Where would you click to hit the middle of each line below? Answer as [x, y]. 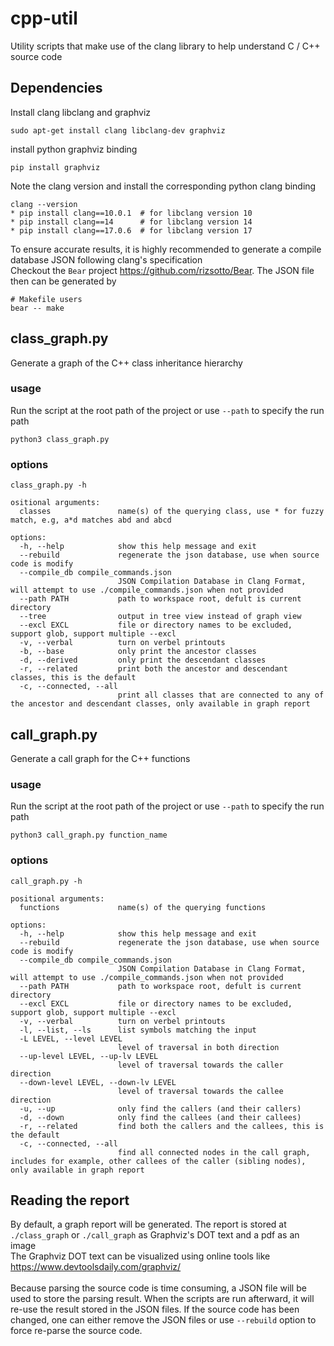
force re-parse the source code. [76, 1331]
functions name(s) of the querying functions [143, 907]
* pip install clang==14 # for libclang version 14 [131, 222]
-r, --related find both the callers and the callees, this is [172, 1126]
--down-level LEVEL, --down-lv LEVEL [98, 1082]
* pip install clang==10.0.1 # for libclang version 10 [131, 213]
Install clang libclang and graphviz [81, 112]
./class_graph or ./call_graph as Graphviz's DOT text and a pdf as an [155, 1235]
